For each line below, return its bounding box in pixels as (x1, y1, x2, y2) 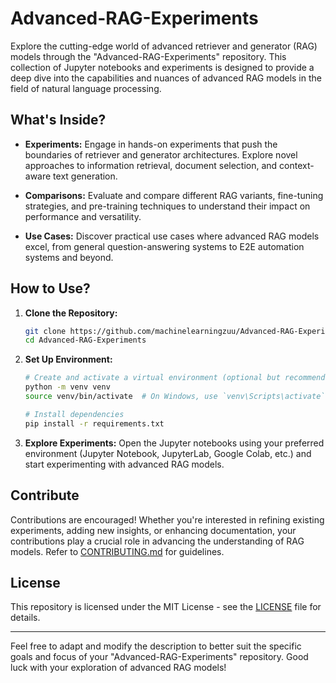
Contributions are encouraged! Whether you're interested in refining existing (10, 513, 325, 526)
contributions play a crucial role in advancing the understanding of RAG (10, 535, 305, 547)
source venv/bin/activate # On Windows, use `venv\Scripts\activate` (24, 392, 326, 402)
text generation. (53, 170, 118, 182)
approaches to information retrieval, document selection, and (24, 159, 278, 171)
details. (10, 612, 41, 624)
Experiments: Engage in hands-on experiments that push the (24, 138, 278, 150)
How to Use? (10, 280, 91, 297)
